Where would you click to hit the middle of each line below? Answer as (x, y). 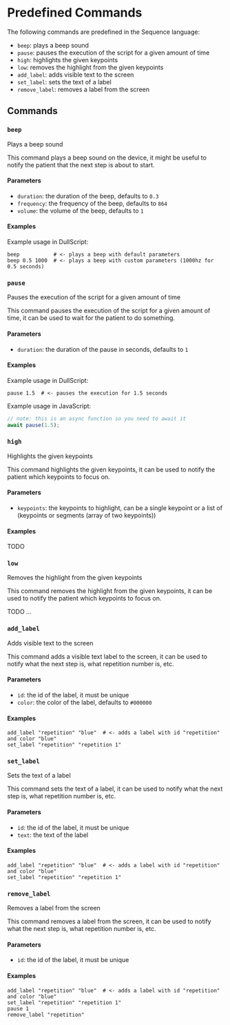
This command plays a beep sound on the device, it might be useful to (107, 158)
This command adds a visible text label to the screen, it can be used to (107, 656)
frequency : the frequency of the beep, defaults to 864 (92, 203)
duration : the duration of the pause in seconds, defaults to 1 (103, 349)
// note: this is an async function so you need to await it (97, 419)
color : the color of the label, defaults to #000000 (84, 702)
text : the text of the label (52, 835)
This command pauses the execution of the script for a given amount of (109, 311)
